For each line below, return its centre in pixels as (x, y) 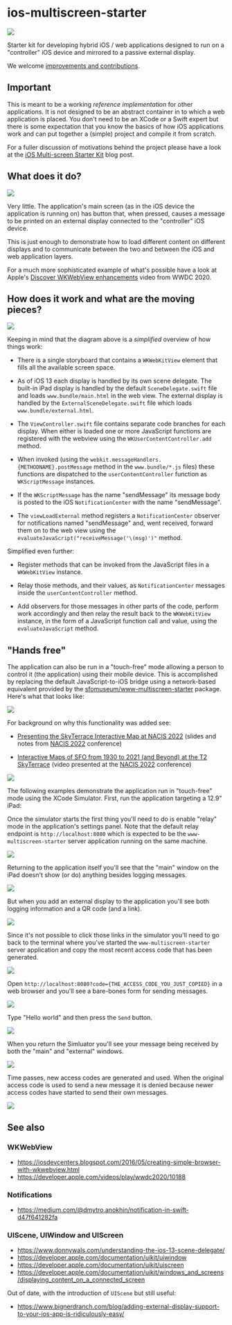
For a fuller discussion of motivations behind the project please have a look (114, 147)
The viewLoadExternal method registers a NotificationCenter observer (118, 516)
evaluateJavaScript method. (58, 628)
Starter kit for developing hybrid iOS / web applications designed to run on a (116, 45)
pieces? (25, 310)
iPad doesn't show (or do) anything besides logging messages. (97, 875)
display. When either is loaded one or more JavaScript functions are (114, 431)
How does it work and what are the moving (101, 298)
